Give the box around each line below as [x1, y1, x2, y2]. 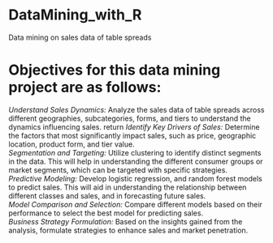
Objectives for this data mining [8, 61, 221, 79]
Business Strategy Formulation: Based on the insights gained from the [8, 216, 243, 226]
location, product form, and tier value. [8, 139, 136, 149]
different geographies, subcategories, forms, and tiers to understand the [8, 113, 251, 123]
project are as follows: [8, 79, 162, 96]
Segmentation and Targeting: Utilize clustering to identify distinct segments [8, 147, 262, 157]
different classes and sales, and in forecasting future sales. [8, 190, 206, 200]
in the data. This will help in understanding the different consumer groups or [8, 156, 263, 166]
